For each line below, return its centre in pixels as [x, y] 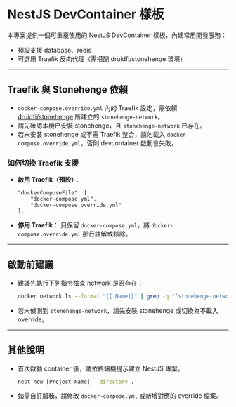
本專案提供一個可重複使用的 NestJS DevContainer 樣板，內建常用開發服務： [117, 35]
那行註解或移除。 [107, 234]
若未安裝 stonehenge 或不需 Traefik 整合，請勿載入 [91, 134]
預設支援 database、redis [54, 50]
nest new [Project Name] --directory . [76, 382]
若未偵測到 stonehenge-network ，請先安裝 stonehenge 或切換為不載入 [118, 310]
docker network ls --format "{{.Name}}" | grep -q [93, 296]
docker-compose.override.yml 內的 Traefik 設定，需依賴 [97, 108]
